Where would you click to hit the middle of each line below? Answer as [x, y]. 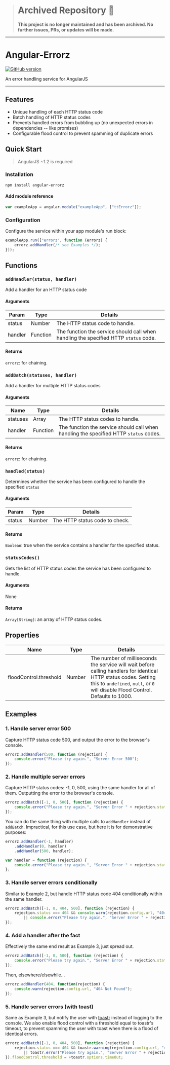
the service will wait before [122, 665]
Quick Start [24, 149]
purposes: [16, 832]
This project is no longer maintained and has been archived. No [85, 24]
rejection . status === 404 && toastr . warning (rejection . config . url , [87, 1048]
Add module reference [29, 196]
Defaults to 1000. [111, 696]
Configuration [23, 220]
